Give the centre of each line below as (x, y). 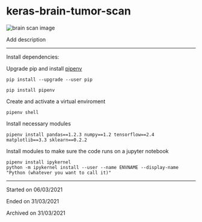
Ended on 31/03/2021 (33, 201)
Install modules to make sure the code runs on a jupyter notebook (87, 151)
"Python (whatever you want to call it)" (59, 173)
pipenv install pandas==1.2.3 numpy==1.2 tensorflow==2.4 (80, 135)
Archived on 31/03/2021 (36, 213)
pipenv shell (23, 112)
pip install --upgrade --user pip (50, 80)
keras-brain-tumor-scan (69, 11)
